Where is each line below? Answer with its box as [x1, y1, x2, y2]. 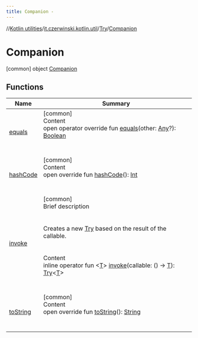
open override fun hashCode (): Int [43, 170, 138, 179]
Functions [6, 82, 44, 92]
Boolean [43, 132, 67, 140]
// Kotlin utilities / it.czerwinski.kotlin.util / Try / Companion [6, 25, 137, 32]
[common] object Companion [6, 65, 78, 72]
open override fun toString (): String [43, 308, 141, 316]
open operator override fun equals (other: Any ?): [43, 124, 176, 133]
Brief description [43, 202, 90, 211]
